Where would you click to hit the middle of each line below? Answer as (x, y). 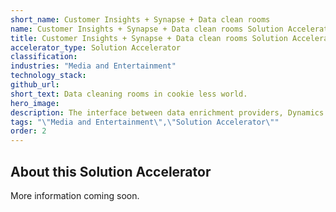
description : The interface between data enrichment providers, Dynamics (167, 112)
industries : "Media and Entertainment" (93, 66)
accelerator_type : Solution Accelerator (96, 47)
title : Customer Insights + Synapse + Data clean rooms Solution (149, 38)
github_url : (35, 85)
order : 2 (28, 131)
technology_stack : (48, 76)
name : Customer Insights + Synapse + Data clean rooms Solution (147, 29)
